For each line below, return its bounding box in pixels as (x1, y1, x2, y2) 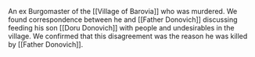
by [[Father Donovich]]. (8, 40, 84, 49)
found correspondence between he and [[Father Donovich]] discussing (8, 15, 238, 24)
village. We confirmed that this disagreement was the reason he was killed (8, 31, 248, 41)
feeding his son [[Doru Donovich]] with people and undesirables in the (8, 23, 235, 32)
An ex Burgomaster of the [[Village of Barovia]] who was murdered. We (8, 7, 238, 16)
